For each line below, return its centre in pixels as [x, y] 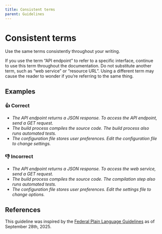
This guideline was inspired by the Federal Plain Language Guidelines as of [80, 221]
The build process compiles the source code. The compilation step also [84, 179]
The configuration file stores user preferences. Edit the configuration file [84, 139]
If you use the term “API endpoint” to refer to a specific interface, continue [79, 61]
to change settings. [31, 144]
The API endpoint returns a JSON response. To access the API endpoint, [85, 118]
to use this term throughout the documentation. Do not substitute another [78, 66]
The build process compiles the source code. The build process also [81, 128]
